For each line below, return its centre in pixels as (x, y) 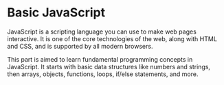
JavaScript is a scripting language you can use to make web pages (102, 32)
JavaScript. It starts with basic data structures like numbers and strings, (109, 66)
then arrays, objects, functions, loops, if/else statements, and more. (103, 74)
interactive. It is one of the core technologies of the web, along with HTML (112, 38)
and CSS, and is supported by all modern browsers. (80, 46)
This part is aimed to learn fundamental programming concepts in (100, 59)
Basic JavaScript (56, 13)
